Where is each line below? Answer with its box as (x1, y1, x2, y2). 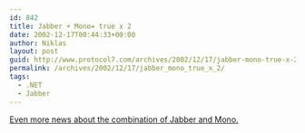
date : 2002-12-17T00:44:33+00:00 (9, 30, 136, 39)
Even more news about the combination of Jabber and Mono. (9, 114, 239, 125)
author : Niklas (9, 38, 67, 48)
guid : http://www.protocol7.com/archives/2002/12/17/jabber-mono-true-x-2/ (9, 55, 302, 64)
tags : (9, 72, 30, 81)
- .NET (17, 81, 43, 90)
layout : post (9, 47, 59, 56)
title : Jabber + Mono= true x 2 (9, 22, 132, 31)
